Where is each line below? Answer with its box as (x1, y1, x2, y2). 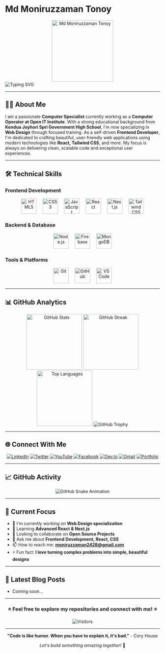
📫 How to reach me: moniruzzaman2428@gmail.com (12, 542, 124, 548)
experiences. (5, 150, 32, 156)
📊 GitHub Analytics (5, 298, 67, 307)
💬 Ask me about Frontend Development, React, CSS (12, 537, 119, 542)
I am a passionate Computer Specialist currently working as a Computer (5, 114, 153, 119)
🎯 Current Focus (5, 507, 56, 516)
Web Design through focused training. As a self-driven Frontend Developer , (5, 129, 160, 135)
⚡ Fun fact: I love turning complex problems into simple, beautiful (12, 549, 148, 555)
